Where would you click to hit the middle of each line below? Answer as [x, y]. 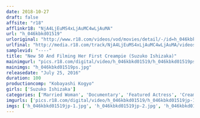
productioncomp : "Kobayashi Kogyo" [50, 84]
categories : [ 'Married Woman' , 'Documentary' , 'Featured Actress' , [92, 95]
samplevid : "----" [29, 51]
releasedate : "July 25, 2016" [44, 73]
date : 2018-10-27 [28, 12]
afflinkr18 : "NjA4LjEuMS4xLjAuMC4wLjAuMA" [60, 28]
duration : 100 [24, 78]
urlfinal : [18, 45]
